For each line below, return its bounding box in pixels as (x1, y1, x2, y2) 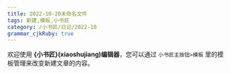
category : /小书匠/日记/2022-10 (7, 23, 97, 30)
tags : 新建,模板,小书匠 (7, 17, 70, 24)
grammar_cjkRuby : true (7, 30, 74, 37)
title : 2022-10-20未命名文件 (7, 10, 88, 18)
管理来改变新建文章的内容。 (13, 59, 94, 68)
